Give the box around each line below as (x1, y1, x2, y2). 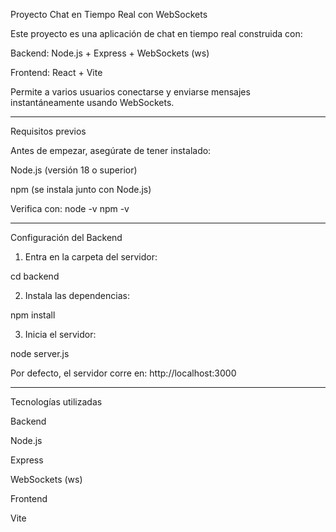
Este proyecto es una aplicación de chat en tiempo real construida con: (10, 28, 303, 39)
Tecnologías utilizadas (10, 396, 103, 408)
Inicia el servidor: (24, 329, 97, 340)
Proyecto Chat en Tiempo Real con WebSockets (10, 9, 208, 20)
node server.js (10, 348, 70, 359)
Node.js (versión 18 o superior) (10, 164, 138, 176)
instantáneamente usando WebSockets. (10, 97, 175, 108)
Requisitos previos (10, 125, 87, 137)
